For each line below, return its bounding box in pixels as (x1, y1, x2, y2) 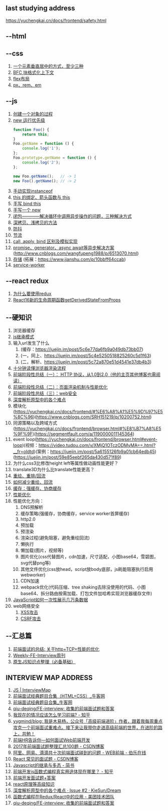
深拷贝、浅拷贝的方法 (13, 219, 57, 226)
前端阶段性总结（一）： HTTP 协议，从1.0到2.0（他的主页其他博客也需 (13, 372, 156, 378)
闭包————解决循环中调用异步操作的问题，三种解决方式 (13, 213, 132, 219)
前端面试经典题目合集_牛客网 (13, 699, 73, 705)
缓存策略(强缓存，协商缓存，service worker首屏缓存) (20, 510, 130, 517)
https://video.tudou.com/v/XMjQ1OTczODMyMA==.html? (38, 443, 156, 449)
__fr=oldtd (13, 449, 34, 455)
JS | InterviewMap (13, 687, 51, 693)
